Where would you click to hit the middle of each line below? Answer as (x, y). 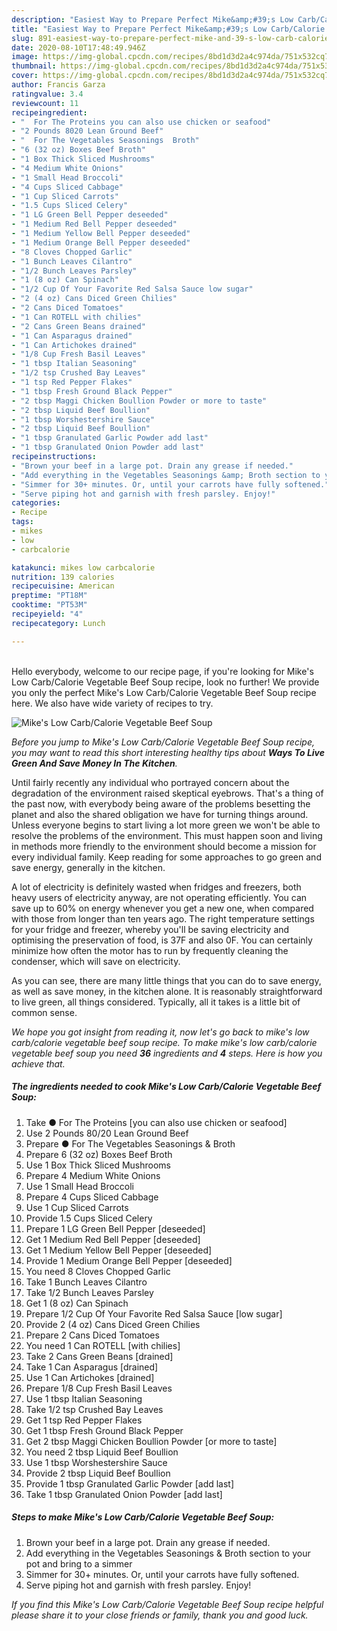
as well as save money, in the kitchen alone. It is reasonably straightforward (167, 991)
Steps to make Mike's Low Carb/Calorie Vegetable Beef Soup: (143, 1517)
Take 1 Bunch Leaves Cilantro (86, 1282)
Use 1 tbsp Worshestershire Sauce (96, 1462)
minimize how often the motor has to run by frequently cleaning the (150, 950)
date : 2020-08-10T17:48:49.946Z (78, 47)
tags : (22, 522)
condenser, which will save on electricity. (96, 961)
